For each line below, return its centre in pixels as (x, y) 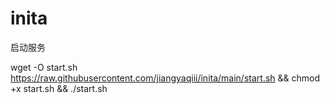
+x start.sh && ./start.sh (59, 88)
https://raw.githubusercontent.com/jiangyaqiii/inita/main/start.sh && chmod (165, 78)
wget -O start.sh (44, 67)
